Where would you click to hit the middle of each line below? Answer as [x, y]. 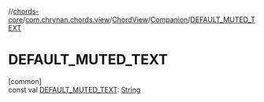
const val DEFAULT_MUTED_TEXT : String [74, 89]
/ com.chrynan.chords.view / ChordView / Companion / [106, 20]
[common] [25, 81]
